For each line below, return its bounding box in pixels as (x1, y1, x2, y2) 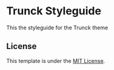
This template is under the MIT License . (6, 57, 106, 64)
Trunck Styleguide (6, 4, 102, 18)
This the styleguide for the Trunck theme (6, 24, 109, 31)
